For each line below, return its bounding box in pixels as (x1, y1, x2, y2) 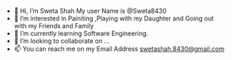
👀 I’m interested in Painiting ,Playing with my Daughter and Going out (13, 14, 214, 23)
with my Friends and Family (13, 22, 94, 30)
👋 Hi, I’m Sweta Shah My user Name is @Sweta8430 (13, 7, 167, 15)
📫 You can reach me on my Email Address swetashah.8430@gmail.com (13, 44, 224, 53)
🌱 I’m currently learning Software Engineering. (13, 29, 149, 37)
